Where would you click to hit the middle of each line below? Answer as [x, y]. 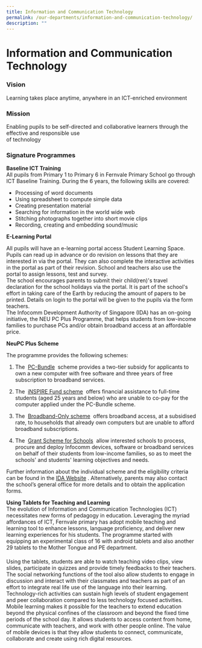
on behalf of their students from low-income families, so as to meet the [103, 453]
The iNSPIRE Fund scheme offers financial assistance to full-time [97, 392]
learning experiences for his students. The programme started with [90, 535]
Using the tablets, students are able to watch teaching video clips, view [95, 562]
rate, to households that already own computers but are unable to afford [105, 423]
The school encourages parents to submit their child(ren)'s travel [87, 280]
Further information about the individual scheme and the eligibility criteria [97, 471]
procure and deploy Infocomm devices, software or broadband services [104, 447]
